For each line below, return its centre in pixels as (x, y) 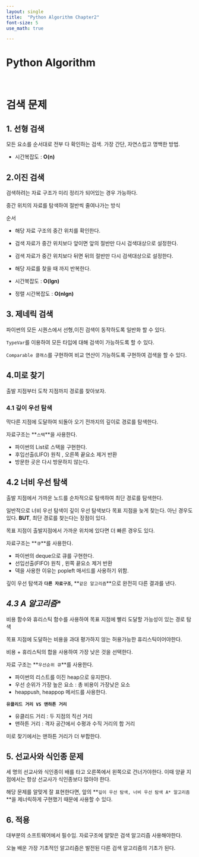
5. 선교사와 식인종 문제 (45, 756)
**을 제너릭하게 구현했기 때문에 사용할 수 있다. (59, 799)
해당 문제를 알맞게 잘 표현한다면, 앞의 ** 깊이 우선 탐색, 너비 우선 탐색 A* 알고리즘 (98, 792)
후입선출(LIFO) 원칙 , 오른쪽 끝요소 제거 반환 (66, 454)
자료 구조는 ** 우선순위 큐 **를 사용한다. (50, 664)
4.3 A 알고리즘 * (34, 604)
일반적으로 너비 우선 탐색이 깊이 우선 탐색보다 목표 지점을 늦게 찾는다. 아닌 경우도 (99, 510)
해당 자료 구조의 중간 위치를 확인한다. (58, 230)
